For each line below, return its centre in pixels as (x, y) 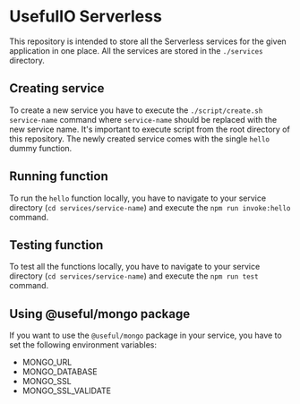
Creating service (57, 88)
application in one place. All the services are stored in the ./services (136, 50)
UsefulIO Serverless (86, 17)
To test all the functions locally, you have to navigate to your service (135, 267)
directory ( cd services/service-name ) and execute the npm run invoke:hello (150, 207)
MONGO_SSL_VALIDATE (67, 391)
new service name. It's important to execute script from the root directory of (150, 129)
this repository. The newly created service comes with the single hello (140, 138)
